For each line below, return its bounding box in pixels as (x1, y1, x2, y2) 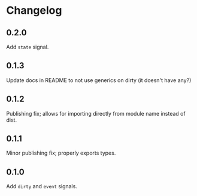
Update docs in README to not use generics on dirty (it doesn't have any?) (6, 76, 192, 84)
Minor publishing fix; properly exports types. (6, 149, 116, 156)
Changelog (6, 4, 62, 17)
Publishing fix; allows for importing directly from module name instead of (6, 110, 186, 117)
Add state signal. (6, 43, 49, 50)
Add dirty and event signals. (6, 183, 78, 190)
